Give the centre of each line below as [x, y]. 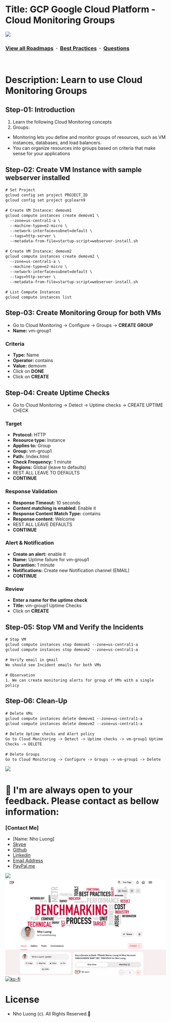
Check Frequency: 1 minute [42, 462]
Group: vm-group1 [32, 451]
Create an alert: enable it [39, 554]
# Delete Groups [22, 754]
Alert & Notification [30, 543]
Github [20, 850]
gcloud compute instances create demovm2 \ [52, 256]
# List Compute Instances [33, 292]
